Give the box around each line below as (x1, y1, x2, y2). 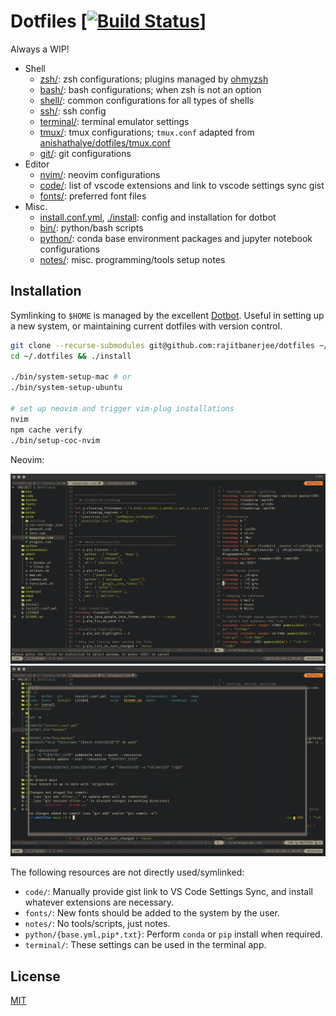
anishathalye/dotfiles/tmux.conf (39, 136, 172, 149)
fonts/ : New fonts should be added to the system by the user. (24, 907, 280, 919)
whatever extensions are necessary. (24, 896, 175, 909)
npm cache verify (10, 425, 83, 435)
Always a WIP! (10, 43, 70, 55)
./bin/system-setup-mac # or (10, 372, 132, 382)
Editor (24, 158, 50, 170)
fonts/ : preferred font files (39, 190, 147, 202)
